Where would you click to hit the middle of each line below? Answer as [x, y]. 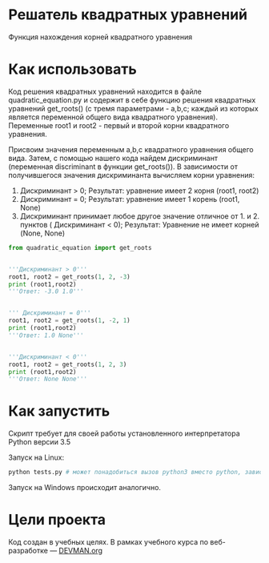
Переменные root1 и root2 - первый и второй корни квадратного [119, 125]
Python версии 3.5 [40, 442]
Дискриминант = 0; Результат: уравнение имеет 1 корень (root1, [130, 199]
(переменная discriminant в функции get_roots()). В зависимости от [123, 167]
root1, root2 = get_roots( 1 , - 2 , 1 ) [69, 321]
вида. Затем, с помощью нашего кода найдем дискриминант [113, 158]
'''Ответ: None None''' [48, 379]
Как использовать [73, 69]
